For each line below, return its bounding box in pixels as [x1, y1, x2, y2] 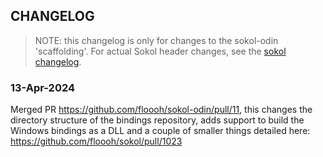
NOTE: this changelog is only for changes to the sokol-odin [34, 34, 279, 46]
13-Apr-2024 [10, 80, 76, 94]
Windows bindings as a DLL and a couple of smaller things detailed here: [10, 125, 311, 137]
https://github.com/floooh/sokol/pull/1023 [10, 135, 183, 148]
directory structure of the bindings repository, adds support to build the [10, 114, 305, 126]
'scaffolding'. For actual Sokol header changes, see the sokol [34, 45, 287, 57]
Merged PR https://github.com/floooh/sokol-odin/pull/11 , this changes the [10, 104, 313, 116]
